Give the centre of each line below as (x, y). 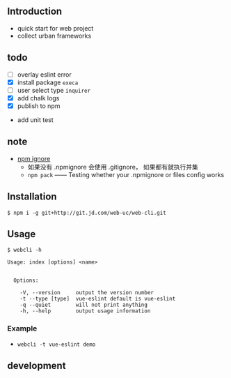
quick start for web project (55, 28)
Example (22, 328)
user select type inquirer (54, 90)
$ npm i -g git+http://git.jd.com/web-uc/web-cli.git (87, 213)
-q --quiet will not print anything (84, 305)
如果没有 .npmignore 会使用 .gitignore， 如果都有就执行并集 (113, 167)
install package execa (48, 82)
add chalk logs (38, 98)
